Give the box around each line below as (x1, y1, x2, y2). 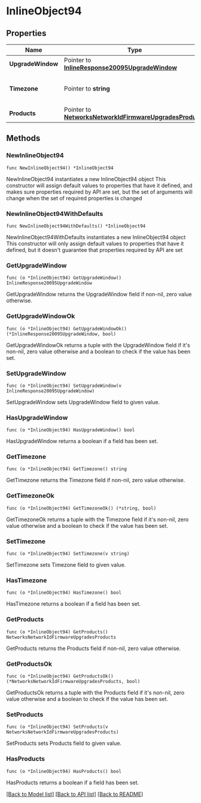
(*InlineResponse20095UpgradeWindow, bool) (6, 331, 117, 337)
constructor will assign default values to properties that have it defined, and (6, 182, 193, 189)
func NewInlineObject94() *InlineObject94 (6, 165, 114, 171)
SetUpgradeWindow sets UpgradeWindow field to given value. (6, 398, 160, 405)
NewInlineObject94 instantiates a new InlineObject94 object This (6, 175, 166, 182)
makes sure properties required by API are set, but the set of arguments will (6, 188, 193, 196)
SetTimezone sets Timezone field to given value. (6, 561, 126, 569)
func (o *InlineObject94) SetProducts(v (6, 724, 109, 730)
